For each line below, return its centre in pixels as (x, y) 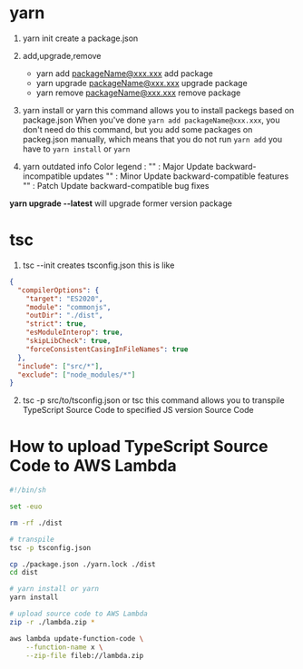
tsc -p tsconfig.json (50, 547)
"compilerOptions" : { (59, 290)
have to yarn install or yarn (76, 149)
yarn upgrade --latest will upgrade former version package (121, 203)
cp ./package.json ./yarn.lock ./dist (83, 564)
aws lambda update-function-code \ (77, 638)
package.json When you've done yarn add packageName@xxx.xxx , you (151, 120)
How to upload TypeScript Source (139, 447)
